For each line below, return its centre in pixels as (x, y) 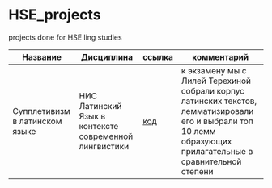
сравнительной (211, 161)
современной (106, 136)
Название (42, 56)
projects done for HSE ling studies (66, 37)
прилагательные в (217, 151)
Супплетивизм (41, 111)
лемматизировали (217, 111)
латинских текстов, (219, 101)
